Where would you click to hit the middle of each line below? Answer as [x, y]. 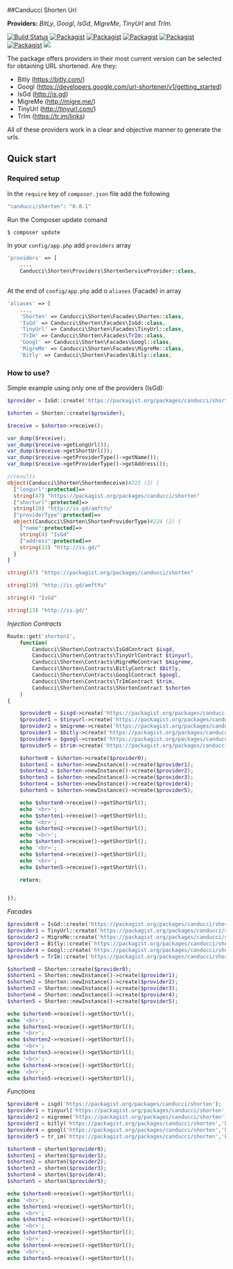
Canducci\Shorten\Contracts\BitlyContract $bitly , [107, 668]
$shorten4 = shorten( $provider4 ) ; [57, 1175]
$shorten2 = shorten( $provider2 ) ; [57, 1162]
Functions [21, 1091]
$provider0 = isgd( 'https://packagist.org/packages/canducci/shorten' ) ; [114, 1104]
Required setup [34, 178]
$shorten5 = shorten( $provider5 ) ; [57, 1182]
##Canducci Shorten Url [42, 10]
